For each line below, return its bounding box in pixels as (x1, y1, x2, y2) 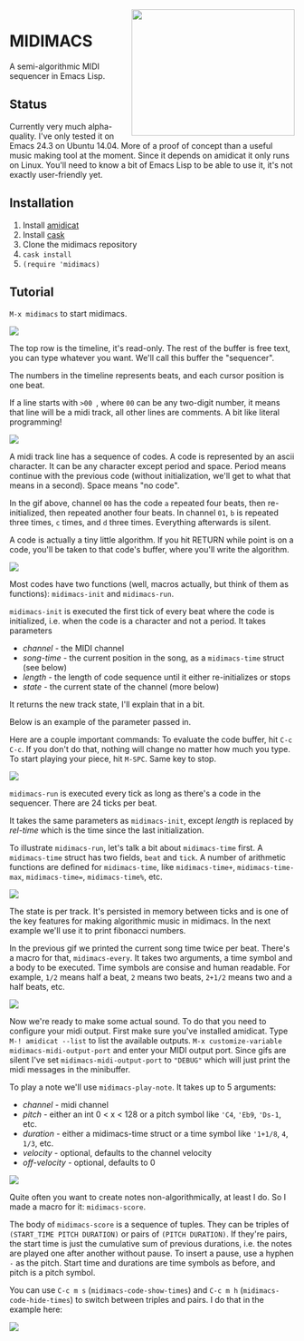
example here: (9, 1304, 63, 1315)
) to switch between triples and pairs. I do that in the (70, 1295, 264, 1306)
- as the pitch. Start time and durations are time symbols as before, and (9, 1258, 276, 1268)
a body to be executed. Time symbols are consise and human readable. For (9, 962, 290, 974)
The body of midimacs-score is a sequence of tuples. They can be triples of (9, 1219, 290, 1230)
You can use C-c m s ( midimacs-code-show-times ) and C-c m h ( (9, 1285, 243, 1296)
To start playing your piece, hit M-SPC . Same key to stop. (9, 753, 217, 765)
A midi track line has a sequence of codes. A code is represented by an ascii (9, 451, 295, 462)
